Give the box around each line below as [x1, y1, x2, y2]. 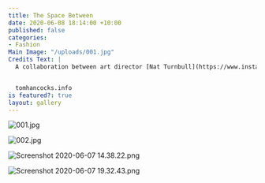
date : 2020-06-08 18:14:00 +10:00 [8, 19, 122, 27]
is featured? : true [8, 91, 73, 99]
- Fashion [8, 41, 41, 49]
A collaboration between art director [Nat [15, 63, 160, 71]
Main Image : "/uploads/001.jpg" [8, 48, 114, 56]
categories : [8, 33, 47, 42]
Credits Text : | [8, 56, 62, 64]
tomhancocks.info [15, 84, 73, 91]
